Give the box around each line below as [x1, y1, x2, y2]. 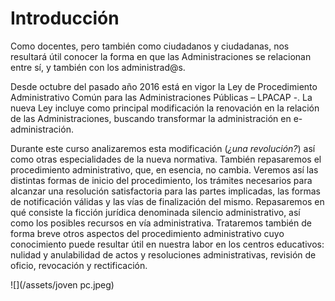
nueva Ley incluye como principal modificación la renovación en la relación [10, 102, 320, 114]
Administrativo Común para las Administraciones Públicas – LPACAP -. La [10, 91, 313, 103]
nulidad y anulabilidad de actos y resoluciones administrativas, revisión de [10, 248, 317, 261]
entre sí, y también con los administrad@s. [10, 61, 186, 73]
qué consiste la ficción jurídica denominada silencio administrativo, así [10, 206, 301, 218]
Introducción [10, 7, 120, 30]
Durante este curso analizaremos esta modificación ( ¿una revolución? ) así [10, 142, 316, 154]
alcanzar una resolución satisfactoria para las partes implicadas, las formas [10, 185, 321, 197]
